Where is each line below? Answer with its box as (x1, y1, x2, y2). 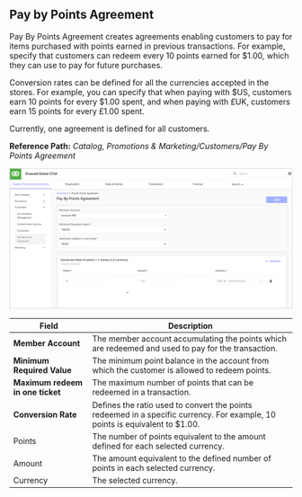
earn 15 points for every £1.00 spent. (9, 105, 146, 116)
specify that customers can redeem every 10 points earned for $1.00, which (9, 49, 289, 61)
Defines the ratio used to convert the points (92, 399, 253, 410)
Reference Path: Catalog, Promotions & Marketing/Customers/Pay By (9, 140, 269, 151)
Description (167, 320, 213, 331)
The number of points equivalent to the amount (92, 430, 267, 441)
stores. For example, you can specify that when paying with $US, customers (9, 86, 292, 97)
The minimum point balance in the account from (92, 355, 270, 367)
